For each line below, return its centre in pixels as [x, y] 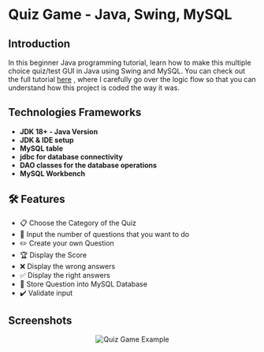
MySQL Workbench [52, 173]
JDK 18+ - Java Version [59, 131]
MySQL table [41, 148]
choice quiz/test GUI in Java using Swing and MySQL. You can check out [127, 71]
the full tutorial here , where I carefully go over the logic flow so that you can [132, 79]
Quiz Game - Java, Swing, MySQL [120, 15]
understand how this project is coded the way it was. [94, 88]
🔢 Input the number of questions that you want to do [104, 234]
